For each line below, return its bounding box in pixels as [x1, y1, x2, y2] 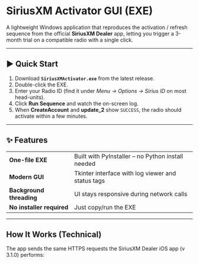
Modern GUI [9, 173, 44, 181]
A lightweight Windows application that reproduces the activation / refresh [6, 24, 188, 31]
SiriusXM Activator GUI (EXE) [6, 4, 153, 18]
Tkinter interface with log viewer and [73, 169, 176, 177]
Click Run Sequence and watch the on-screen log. [14, 99, 139, 107]
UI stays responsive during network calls [73, 189, 188, 198]
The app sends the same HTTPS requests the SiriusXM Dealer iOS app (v [6, 245, 185, 252]
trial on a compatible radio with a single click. [23, 36, 133, 43]
